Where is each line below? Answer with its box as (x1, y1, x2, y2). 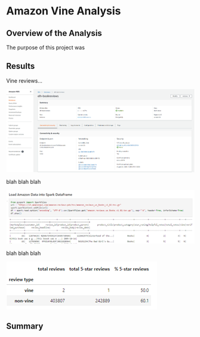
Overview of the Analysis (6, 28, 103, 38)
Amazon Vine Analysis (6, 4, 121, 18)
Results (6, 61, 35, 71)
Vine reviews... (6, 77, 43, 84)
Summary (6, 321, 44, 332)
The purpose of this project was (6, 44, 85, 51)
